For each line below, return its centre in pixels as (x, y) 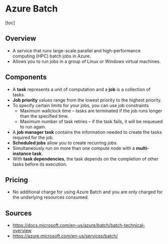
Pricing (17, 180)
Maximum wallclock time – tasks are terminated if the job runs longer (91, 111)
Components (26, 77)
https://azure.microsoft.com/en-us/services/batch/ (65, 236)
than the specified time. (44, 116)
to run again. (33, 127)
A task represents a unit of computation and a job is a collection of (81, 89)
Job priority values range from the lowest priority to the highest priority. (87, 100)
